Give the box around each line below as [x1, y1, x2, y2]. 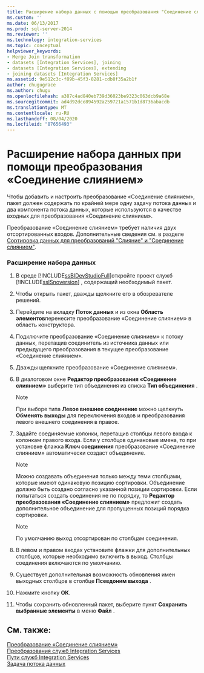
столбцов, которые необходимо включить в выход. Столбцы [15, 553, 173, 560]
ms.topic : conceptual [7, 43, 62, 49]
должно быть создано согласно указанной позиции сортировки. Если [15, 486, 197, 493]
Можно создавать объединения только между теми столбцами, [15, 473, 182, 480]
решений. [15, 297, 41, 304]
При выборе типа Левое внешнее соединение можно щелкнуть [15, 406, 183, 413]
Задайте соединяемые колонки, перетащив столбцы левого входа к [15, 430, 192, 437]
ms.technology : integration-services [7, 37, 102, 43]
